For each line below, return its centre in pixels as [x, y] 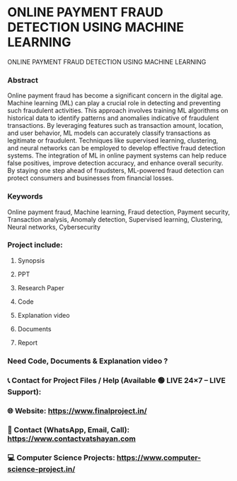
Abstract [23, 80]
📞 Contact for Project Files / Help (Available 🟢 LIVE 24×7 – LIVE [117, 380]
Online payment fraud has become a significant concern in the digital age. [115, 95]
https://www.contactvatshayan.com [72, 439]
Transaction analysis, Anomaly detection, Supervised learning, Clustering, [115, 219]
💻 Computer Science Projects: [61, 458]
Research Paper [41, 287]
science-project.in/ [41, 469]
